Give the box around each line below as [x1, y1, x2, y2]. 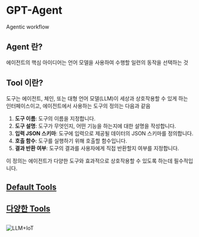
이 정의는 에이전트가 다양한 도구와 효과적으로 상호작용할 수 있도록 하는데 [6, 157, 173, 164]
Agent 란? [6, 42, 43, 52]
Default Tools [6, 182, 57, 192]
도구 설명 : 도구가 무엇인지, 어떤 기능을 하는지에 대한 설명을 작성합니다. [14, 122, 176, 129]
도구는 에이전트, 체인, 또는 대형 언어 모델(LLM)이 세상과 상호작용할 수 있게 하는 [6, 94, 188, 102]
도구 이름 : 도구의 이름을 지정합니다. [14, 115, 96, 122]
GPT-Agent [6, 4, 62, 17]
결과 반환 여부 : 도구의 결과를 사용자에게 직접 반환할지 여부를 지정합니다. [14, 144, 179, 151]
